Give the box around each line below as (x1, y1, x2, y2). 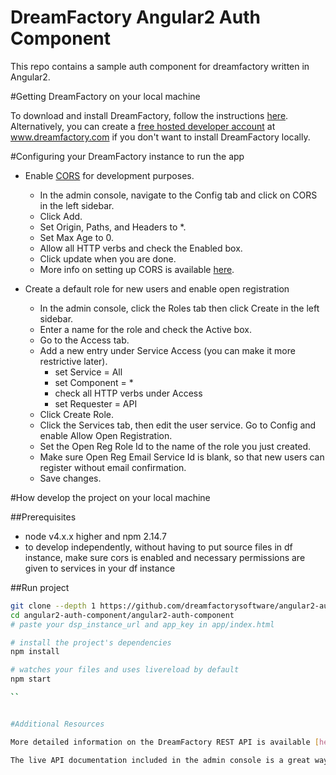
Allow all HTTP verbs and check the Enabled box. (39, 242, 243, 254)
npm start (10, 674, 52, 685)
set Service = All (54, 366, 123, 378)
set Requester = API (54, 397, 138, 410)
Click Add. (39, 210, 83, 222)
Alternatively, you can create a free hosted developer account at (10, 120, 276, 132)
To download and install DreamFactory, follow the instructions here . (10, 109, 289, 121)
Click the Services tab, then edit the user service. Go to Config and (39, 419, 317, 431)
